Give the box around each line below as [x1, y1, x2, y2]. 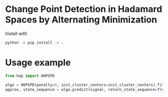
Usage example [5, 57, 71, 68]
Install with [5, 30, 27, 36]
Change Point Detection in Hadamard [5, 3, 162, 15]
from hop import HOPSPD [5, 73, 55, 78]
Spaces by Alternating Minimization [5, 14, 157, 25]
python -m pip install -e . [5, 40, 64, 45]
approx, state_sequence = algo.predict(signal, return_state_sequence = [5, 87, 157, 92]
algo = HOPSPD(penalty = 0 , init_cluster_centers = [5, 82, 108, 88]
